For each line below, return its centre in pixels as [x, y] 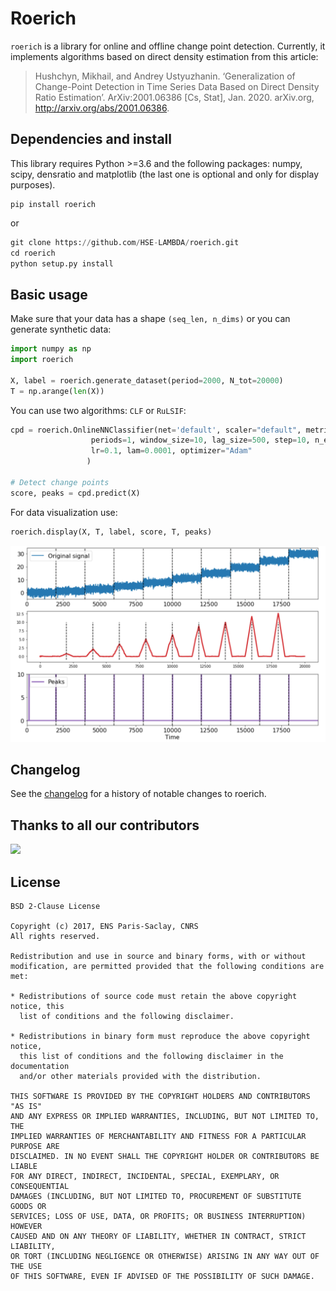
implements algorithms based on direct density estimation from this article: [164, 56]
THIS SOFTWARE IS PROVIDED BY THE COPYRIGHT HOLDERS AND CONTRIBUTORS [160, 1097]
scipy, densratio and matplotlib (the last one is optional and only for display [164, 174]
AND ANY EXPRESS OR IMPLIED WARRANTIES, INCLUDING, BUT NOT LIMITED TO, [165, 1117]
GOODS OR [28, 1207]
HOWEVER [26, 1227]
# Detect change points [60, 482]
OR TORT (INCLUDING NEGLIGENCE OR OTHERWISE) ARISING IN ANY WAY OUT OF [165, 1257]
